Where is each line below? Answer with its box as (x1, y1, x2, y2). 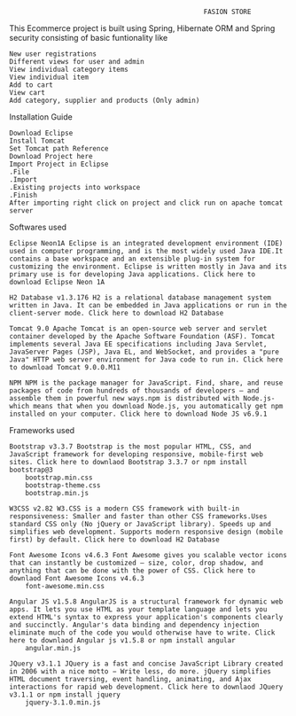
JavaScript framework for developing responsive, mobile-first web (9, 450, 264, 459)
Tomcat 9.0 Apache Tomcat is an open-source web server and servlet (9, 324, 268, 333)
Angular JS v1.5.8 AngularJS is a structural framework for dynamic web (9, 597, 284, 606)
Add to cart (9, 81, 53, 89)
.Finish (9, 191, 38, 199)
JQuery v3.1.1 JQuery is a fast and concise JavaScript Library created (9, 659, 284, 668)
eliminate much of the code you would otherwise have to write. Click (9, 628, 276, 637)
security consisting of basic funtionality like (9, 33, 168, 43)
